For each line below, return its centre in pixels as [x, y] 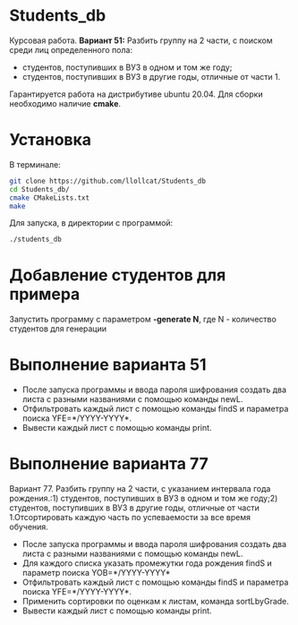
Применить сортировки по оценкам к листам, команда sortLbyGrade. [155, 602]
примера [45, 294]
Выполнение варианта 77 [109, 464]
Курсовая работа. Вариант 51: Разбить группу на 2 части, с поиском [141, 40]
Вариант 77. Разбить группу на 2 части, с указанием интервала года [140, 489]
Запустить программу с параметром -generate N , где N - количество [143, 320]
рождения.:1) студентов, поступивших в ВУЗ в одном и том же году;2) [144, 499]
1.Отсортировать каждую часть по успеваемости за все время [130, 518]
